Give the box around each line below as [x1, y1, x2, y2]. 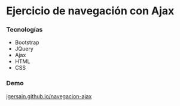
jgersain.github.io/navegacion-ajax [6, 92, 92, 99]
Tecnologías [6, 26, 43, 34]
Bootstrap [14, 39, 39, 46]
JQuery [14, 45, 34, 52]
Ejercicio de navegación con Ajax [6, 4, 175, 18]
